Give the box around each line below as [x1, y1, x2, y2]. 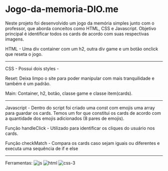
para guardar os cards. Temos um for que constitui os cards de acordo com [5, 110, 161, 116]
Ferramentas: [5, 159, 33, 166]
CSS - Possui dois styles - [5, 65, 59, 71]
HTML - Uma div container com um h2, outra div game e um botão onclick [5, 46, 158, 52]
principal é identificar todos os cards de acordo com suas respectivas [5, 31, 149, 37]
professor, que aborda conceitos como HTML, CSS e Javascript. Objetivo [5, 25, 156, 31]
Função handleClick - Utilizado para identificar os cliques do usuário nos [5, 125, 155, 131]
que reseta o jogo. [5, 51, 43, 57]
